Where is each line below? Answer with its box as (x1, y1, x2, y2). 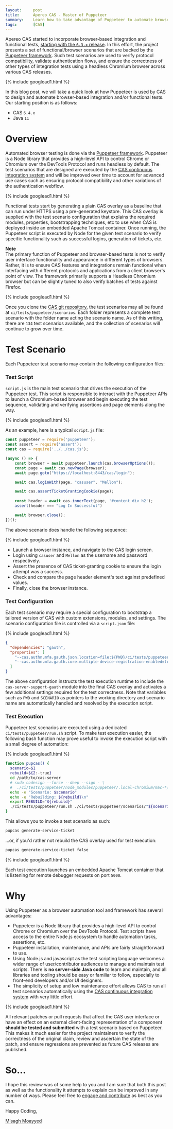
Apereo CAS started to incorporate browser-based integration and (5, 36, 146, 42)
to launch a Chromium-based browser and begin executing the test (5, 396, 148, 402)
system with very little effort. (12, 994, 74, 1000)
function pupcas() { (5, 761, 50, 766)
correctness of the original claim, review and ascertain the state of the (5, 1035, 154, 1042)
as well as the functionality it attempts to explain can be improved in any (5, 1087, 159, 1093)
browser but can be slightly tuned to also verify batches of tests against (5, 278, 158, 285)
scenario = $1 (10, 766, 36, 771)
